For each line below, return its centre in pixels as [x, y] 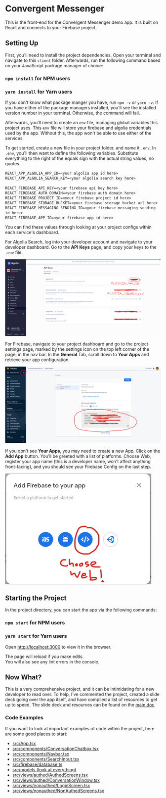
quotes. [13, 163]
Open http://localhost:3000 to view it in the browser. [58, 647]
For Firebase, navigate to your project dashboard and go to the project [77, 344]
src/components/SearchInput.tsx [46, 759]
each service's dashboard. [32, 232]
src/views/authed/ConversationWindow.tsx [56, 780]
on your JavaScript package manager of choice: [54, 65]
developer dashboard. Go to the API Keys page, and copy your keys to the [81, 247]
